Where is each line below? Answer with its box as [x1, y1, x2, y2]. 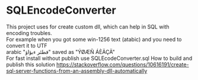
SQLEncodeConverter [6, 4, 117, 17]
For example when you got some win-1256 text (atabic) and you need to [6, 36, 182, 43]
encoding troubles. [6, 29, 52, 36]
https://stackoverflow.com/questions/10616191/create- [56, 60, 189, 68]
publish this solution [6, 60, 55, 68]
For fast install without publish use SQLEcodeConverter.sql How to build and [6, 55, 193, 62]
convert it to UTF [6, 42, 47, 49]
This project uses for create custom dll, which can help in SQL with [6, 23, 170, 30]
